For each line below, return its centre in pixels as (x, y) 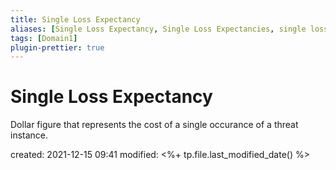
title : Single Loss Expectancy (75, 19)
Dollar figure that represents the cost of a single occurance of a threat (154, 125)
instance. (29, 135)
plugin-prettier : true (57, 47)
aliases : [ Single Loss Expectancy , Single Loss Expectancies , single (158, 29)
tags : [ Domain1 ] (44, 38)
